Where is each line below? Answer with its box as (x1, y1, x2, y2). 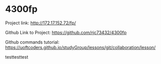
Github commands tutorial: (5, 39, 60, 45)
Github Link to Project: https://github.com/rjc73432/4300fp (5, 29, 127, 35)
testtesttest (5, 54, 28, 60)
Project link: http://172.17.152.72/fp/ (5, 20, 76, 26)
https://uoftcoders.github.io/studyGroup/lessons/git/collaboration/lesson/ (5, 44, 156, 50)
